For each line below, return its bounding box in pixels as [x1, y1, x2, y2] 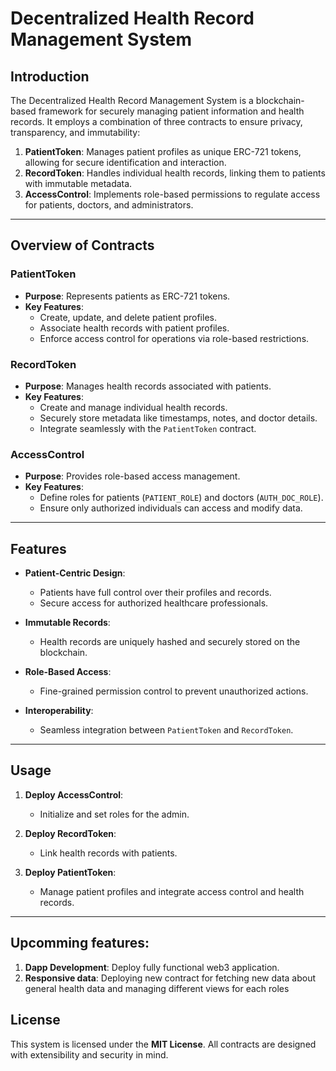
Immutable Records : [24, 617, 111, 629]
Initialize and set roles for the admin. [39, 808, 190, 820]
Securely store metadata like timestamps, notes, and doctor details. [39, 412, 318, 424]
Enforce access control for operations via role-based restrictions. [39, 332, 310, 344]
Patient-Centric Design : [24, 567, 126, 579]
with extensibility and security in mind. [10, 1048, 169, 1061]
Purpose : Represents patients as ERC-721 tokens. [24, 290, 231, 302]
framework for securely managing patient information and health [38, 105, 305, 117]
